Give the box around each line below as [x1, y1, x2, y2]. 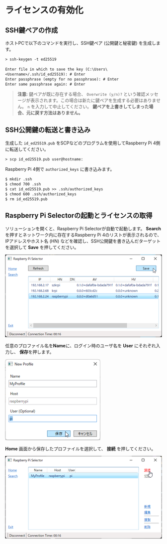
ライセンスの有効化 [5, 4, 83, 16]
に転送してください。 [5, 146, 49, 152]
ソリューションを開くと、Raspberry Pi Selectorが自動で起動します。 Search [5, 225, 162, 232]
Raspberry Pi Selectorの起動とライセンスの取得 [5, 211, 153, 220]
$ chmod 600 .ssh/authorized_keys [5, 191, 77, 197]
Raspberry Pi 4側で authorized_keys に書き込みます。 [5, 166, 115, 172]
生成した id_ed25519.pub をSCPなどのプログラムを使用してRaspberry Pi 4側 [5, 140, 161, 146]
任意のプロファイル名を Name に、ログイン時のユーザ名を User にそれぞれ [5, 342, 156, 349]
